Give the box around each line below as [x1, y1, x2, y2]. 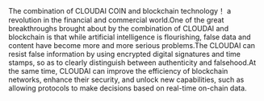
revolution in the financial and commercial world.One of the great [8, 15, 224, 25]
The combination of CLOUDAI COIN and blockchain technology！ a [8, 6, 232, 15]
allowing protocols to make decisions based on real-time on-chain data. [8, 83, 248, 93]
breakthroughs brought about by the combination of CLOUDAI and [8, 24, 228, 33]
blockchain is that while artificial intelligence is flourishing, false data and [8, 32, 251, 42]
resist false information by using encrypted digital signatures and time [8, 50, 241, 59]
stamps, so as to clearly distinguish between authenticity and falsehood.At [8, 58, 257, 67]
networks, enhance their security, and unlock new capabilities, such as [8, 75, 245, 84]
